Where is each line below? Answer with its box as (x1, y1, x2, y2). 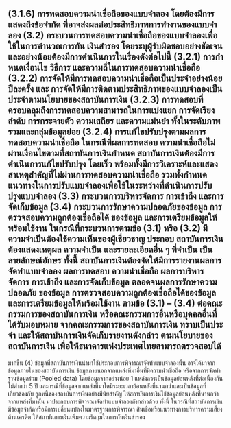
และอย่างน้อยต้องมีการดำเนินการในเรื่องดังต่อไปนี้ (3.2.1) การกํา (8, 51, 223, 63)
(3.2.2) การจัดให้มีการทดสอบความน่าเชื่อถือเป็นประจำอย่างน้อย (8, 73, 223, 84)
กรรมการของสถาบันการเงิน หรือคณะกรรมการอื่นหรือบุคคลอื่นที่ (8, 308, 217, 320)
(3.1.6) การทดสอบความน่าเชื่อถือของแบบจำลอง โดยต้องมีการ (8, 8, 215, 20)
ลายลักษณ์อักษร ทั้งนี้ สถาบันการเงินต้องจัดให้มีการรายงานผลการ (8, 254, 222, 266)
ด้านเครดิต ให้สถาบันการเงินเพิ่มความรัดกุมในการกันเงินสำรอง (8, 412, 145, 420)
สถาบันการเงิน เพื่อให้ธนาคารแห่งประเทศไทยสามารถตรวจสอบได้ (8, 340, 221, 352)
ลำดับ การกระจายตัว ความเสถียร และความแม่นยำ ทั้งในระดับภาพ (8, 115, 221, 127)
